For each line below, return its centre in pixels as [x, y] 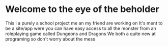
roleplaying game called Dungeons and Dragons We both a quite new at [81, 33]
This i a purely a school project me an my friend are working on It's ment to [84, 23]
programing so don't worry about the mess [50, 39]
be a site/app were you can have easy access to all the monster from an [81, 28]
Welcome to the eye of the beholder [82, 9]
